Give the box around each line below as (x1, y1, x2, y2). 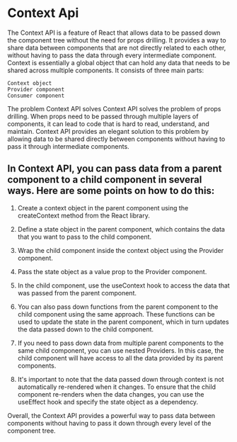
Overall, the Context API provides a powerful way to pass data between (7, 411, 216, 419)
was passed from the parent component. (17, 288, 137, 297)
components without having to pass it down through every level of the (7, 419, 212, 427)
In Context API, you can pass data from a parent (7, 163, 222, 175)
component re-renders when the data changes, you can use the (17, 390, 204, 398)
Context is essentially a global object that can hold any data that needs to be (7, 58, 231, 67)
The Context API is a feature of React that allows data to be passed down (7, 28, 221, 37)
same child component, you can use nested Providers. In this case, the (17, 346, 224, 355)
